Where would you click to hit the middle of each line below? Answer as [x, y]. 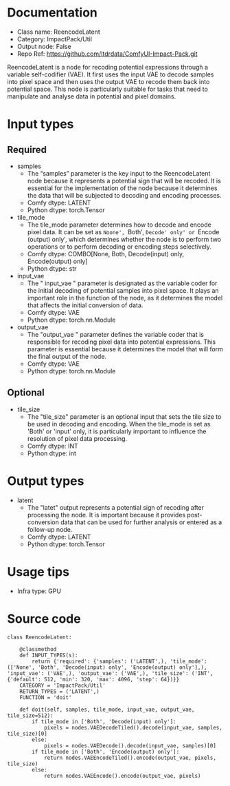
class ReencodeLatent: [39, 637]
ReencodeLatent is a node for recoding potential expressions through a [107, 67]
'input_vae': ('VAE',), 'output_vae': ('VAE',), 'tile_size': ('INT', [110, 673]
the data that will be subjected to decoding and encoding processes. [124, 195]
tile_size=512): [30, 715]
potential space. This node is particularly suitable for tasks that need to [107, 89]
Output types [46, 481]
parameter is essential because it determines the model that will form [125, 349]
